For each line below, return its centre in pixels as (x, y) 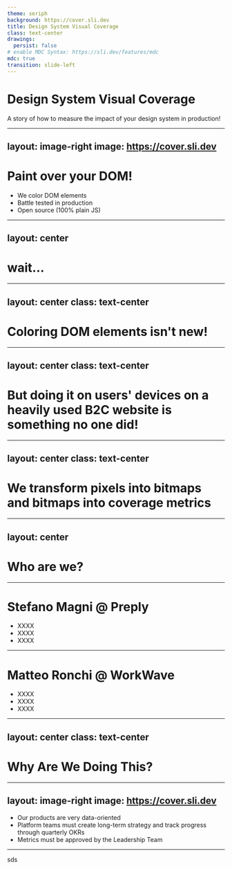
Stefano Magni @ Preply (78, 607)
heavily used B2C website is (90, 410)
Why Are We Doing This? (80, 766)
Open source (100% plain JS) (59, 210)
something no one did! (73, 425)
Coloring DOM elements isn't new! (108, 331)
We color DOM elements (52, 195)
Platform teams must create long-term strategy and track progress (112, 825)
